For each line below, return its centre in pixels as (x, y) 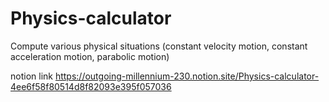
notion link (31, 76)
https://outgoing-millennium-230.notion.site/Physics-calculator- (187, 76)
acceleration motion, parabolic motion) (90, 56)
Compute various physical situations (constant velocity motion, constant (159, 46)
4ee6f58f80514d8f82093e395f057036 (91, 86)
